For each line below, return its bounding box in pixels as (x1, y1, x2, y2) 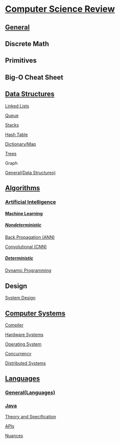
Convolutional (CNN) (5, 244, 47, 250)
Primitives (5, 57, 37, 65)
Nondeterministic (5, 222, 42, 228)
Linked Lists (5, 103, 29, 109)
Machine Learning (5, 210, 43, 217)
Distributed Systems (5, 360, 46, 366)
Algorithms (5, 183, 40, 192)
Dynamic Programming (5, 267, 51, 273)
